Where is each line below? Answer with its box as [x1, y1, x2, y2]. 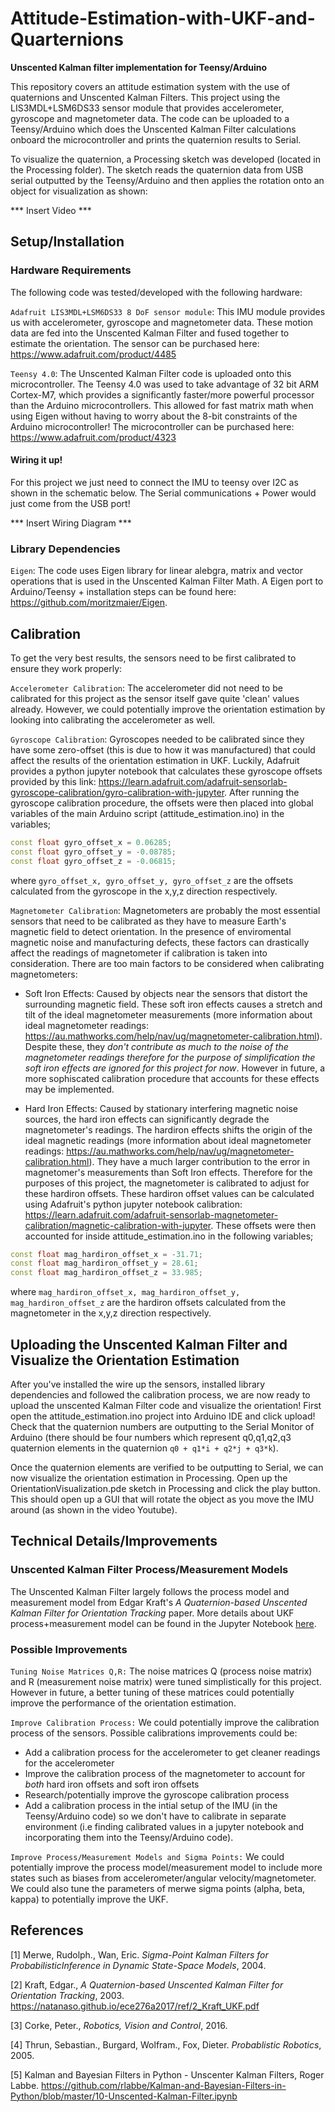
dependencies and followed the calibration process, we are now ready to [10, 1389, 311, 1401]
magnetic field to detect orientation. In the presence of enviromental [10, 925, 292, 937]
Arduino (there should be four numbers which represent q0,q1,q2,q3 [10, 1432, 292, 1443]
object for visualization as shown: [10, 185, 148, 197]
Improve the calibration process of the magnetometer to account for [24, 1767, 306, 1779]
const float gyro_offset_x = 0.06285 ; [10, 837, 172, 847]
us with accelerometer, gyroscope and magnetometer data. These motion [10, 316, 314, 328]
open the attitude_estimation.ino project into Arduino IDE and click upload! [10, 1410, 316, 1422]
